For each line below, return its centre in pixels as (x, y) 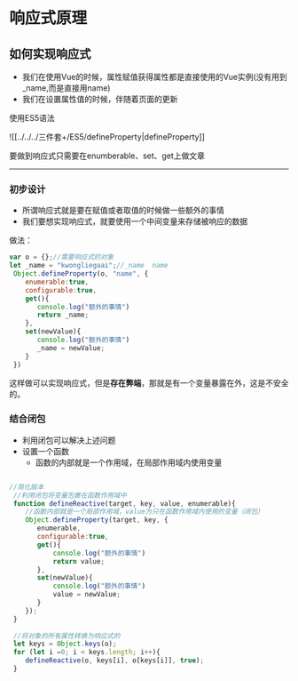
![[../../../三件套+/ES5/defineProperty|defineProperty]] (107, 137)
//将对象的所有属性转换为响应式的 (67, 636)
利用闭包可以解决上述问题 (69, 440)
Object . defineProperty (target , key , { (97, 520)
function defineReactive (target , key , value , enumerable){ (125, 503)
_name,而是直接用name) (66, 88)
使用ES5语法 (32, 118)
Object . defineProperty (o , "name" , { (81, 274)
